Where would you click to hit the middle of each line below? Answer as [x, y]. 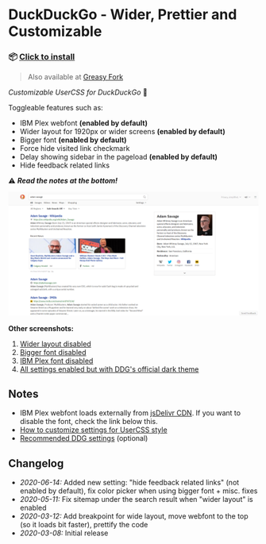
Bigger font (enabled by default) [73, 140]
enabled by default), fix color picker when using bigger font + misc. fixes [139, 491]
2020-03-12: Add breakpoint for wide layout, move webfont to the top [134, 516]
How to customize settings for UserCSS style [94, 430]
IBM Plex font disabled [56, 361]
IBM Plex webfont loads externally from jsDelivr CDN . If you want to [130, 413]
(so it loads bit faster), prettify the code [84, 525]
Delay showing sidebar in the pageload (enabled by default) [119, 157]
